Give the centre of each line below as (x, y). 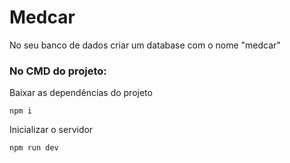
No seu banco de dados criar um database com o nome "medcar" (145, 45)
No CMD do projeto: (58, 71)
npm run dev (34, 148)
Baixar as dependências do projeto (81, 93)
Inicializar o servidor (51, 130)
